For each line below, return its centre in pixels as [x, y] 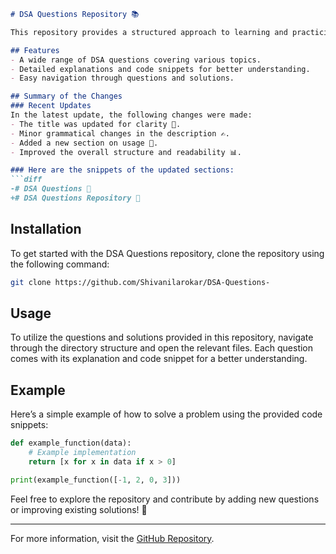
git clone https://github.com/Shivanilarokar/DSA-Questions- [140, 282]
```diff [26, 180]
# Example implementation [82, 453]
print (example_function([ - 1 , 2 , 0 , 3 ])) [96, 480]
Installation [46, 229]
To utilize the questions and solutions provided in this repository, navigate [162, 337]
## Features [35, 50]
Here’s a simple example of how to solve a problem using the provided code [166, 414]
